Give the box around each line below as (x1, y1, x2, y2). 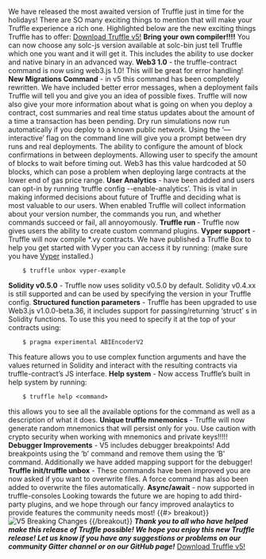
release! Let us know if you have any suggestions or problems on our (8, 534, 241, 542)
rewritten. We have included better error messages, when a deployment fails (8, 83, 259, 92)
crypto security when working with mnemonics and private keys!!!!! (8, 432, 228, 441)
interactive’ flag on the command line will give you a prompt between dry (8, 133, 247, 142)
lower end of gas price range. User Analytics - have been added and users (8, 175, 256, 185)
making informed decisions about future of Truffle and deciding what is (8, 192, 241, 202)
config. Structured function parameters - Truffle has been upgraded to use (8, 298, 257, 306)
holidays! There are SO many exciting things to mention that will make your (8, 15, 253, 25)
